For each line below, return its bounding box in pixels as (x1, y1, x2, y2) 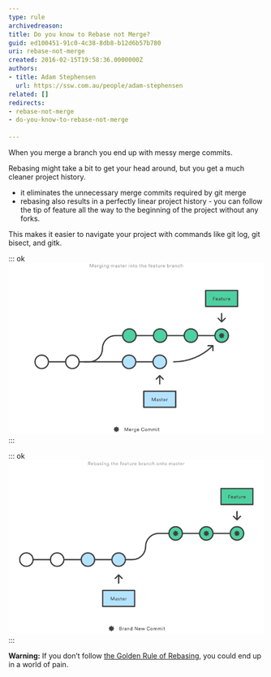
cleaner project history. (8, 172, 86, 182)
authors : (8, 65, 38, 73)
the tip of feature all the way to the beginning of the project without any (19, 205, 259, 214)
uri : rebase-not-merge (8, 47, 85, 56)
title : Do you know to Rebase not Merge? (8, 30, 151, 38)
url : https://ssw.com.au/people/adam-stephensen (15, 81, 183, 89)
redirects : (8, 98, 45, 107)
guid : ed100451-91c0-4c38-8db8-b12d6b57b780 (8, 39, 161, 47)
